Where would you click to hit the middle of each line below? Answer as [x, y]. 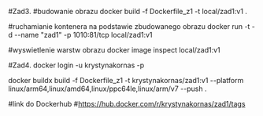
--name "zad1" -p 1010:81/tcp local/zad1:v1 [83, 35]
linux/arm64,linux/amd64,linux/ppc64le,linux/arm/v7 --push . [107, 89]
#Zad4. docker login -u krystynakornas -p [76, 65]
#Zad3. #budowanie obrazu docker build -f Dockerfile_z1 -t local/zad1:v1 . [128, 11]
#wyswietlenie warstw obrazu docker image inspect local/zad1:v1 [114, 50]
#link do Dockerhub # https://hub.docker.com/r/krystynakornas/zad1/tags [127, 104]
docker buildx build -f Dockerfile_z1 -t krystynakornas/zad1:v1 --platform [126, 80]
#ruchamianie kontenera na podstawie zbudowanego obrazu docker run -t [129, 26]
